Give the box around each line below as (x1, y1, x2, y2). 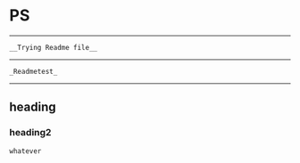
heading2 (9, 126, 52, 139)
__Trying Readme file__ (9, 43, 98, 52)
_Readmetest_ (9, 67, 58, 76)
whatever (9, 146, 42, 156)
